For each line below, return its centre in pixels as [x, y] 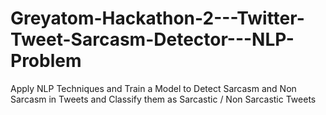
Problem [46, 61]
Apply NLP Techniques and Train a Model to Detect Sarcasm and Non [153, 88]
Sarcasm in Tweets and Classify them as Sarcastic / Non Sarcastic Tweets [163, 99]
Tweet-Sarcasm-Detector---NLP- [152, 39]
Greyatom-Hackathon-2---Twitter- [157, 18]
